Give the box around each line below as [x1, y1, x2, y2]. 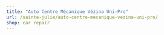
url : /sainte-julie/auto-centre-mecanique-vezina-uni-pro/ [6, 14, 159, 20]
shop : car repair [6, 20, 50, 26]
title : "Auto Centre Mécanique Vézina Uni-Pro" [6, 8, 129, 15]
